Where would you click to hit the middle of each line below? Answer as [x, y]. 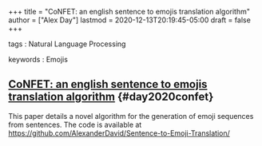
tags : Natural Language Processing [67, 44]
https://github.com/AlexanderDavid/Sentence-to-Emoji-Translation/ [119, 133]
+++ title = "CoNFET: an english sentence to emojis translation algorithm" [129, 12]
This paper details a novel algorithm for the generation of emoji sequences [131, 116]
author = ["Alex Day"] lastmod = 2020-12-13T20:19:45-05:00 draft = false [130, 20]
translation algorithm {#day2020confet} [111, 97]
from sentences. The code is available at [75, 124]
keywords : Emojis [38, 59]
